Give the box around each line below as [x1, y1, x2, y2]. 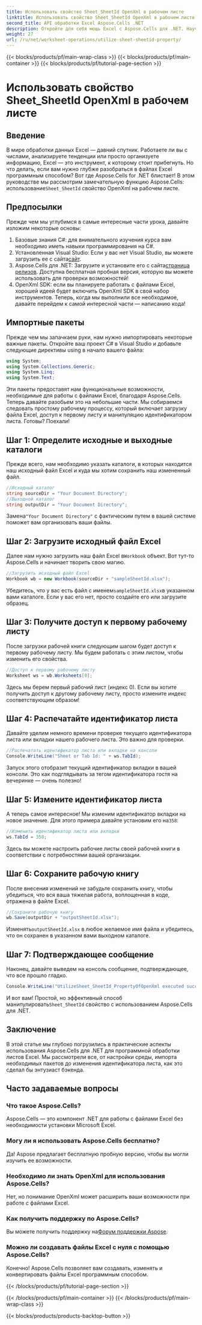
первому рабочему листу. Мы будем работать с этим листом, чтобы [6, 648, 183, 656]
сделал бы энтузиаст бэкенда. [6, 1066, 85, 1073]
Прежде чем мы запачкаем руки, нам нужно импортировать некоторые [6, 334, 192, 341]
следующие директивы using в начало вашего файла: [6, 346, 144, 353]
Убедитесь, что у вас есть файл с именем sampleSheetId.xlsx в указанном [6, 587, 194, 594]
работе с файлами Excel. [6, 1199, 70, 1207]
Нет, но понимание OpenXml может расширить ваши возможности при [6, 1193, 190, 1200]
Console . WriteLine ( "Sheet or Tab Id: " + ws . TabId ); [6, 753, 141, 759]
